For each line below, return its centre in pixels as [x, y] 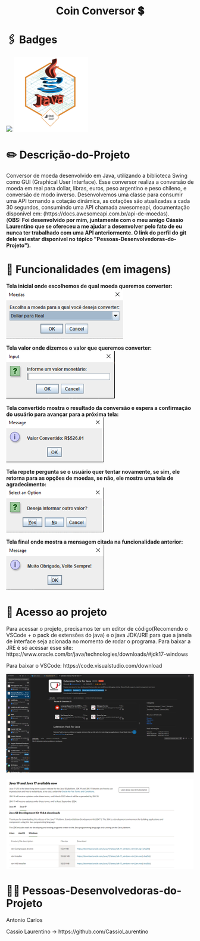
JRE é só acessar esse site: [40, 647]
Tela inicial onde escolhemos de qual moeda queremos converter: [89, 286]
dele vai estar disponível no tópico [50, 239]
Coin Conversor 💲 [100, 11]
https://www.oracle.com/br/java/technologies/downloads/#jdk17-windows [97, 654]
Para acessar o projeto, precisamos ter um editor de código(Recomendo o [97, 628]
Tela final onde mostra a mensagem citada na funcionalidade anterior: [95, 542]
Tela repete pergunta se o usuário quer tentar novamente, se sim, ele [93, 472]
